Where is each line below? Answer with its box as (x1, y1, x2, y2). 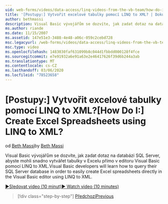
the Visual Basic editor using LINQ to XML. (5, 173, 92, 179)
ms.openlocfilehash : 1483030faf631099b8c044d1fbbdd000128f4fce (5, 49, 140, 54)
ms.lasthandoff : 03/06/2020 (5, 68, 64, 73)
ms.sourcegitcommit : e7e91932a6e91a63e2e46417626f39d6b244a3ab (5, 54, 140, 59)
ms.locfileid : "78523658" (5, 73, 59, 78)
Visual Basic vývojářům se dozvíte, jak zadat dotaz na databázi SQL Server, (5, 152, 160, 158)
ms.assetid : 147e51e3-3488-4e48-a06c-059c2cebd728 (5, 36, 113, 41)
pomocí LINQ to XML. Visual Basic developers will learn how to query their (5, 163, 157, 169)
